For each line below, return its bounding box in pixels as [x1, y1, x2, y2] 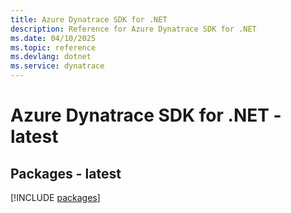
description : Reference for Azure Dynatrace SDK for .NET [10, 24, 257, 34]
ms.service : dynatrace [10, 61, 105, 71]
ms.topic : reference [10, 42, 97, 53]
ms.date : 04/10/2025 [10, 33, 97, 43]
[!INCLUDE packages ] [10, 192, 101, 203]
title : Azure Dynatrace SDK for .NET [10, 14, 168, 25]
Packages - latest [10, 165, 122, 182]
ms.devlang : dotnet [10, 52, 92, 62]
